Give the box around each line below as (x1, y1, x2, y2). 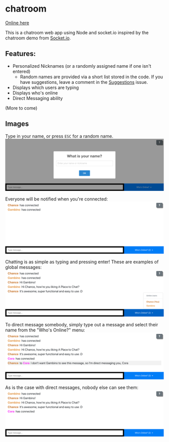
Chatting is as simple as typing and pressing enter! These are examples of (5, 259, 159, 265)
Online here (5, 20, 29, 26)
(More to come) (5, 105, 38, 111)
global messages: (5, 264, 42, 270)
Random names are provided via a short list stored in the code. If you (20, 74, 163, 80)
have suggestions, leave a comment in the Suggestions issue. (20, 79, 148, 85)
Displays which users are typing (12, 84, 79, 90)
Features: (5, 50, 36, 58)
